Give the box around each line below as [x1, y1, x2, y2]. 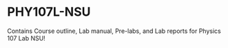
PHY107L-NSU [7, 4, 91, 20]
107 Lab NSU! [7, 34, 46, 42]
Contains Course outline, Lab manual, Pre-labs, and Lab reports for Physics [7, 27, 222, 35]
